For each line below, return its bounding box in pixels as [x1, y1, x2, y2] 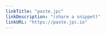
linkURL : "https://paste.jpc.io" [5, 19, 88, 25]
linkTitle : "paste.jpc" [5, 8, 64, 14]
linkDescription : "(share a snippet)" [5, 14, 101, 20]
